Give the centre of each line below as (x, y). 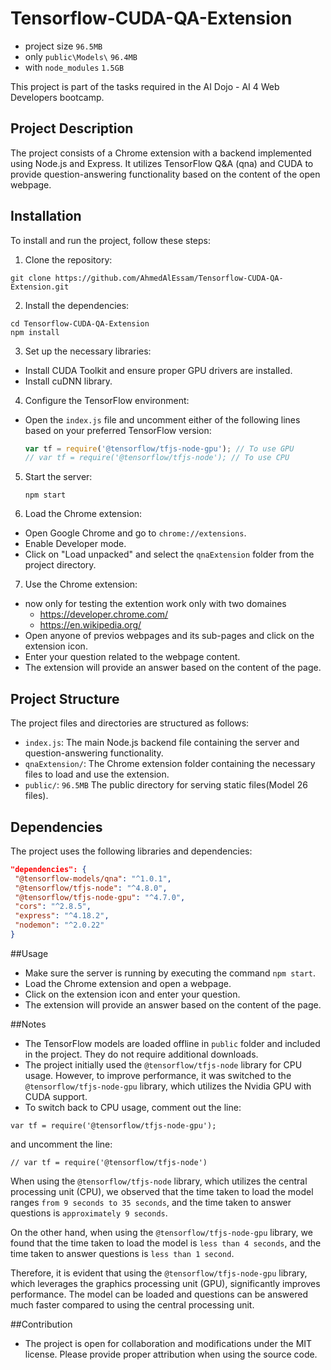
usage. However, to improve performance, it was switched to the (158, 1075)
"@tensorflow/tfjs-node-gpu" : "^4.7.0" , (100, 897)
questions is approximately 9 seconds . (89, 1213)
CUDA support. (56, 1096)
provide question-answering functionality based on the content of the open (165, 174)
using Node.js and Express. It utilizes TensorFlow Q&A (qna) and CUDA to (162, 163)
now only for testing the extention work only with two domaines (155, 604)
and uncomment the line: (61, 1144)
